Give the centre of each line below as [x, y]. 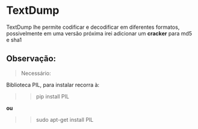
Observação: [31, 58]
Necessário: [36, 73]
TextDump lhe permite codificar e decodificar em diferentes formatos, [93, 27]
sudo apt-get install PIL [65, 119]
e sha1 [14, 40]
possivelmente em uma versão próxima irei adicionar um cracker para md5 [99, 33]
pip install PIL [52, 96]
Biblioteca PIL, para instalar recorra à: [53, 85]
